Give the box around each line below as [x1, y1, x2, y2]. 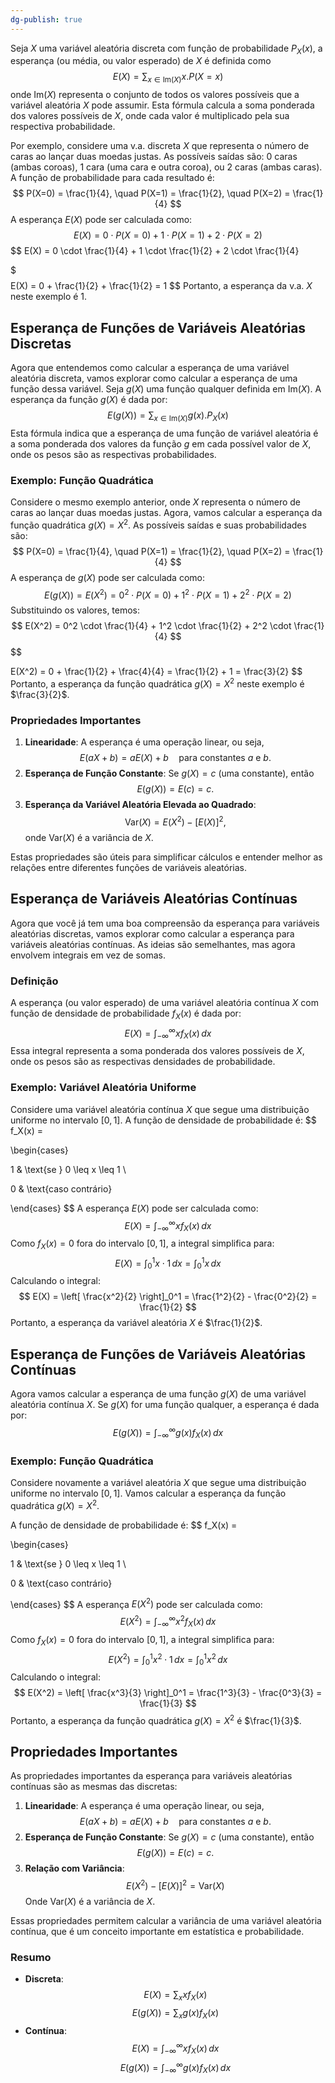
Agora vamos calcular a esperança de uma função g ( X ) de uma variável [10, 1388, 307, 1400]
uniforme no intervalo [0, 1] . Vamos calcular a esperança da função [10, 1487, 287, 1499]
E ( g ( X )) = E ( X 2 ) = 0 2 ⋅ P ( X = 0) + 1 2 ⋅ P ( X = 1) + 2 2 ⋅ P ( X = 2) [44, 587, 292, 601]
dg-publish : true [10, 14, 83, 25]
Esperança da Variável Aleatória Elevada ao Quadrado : [24, 799, 257, 811]
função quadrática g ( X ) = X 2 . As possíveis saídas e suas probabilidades [10, 517, 307, 531]
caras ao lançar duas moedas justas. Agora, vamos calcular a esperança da [10, 507, 323, 519]
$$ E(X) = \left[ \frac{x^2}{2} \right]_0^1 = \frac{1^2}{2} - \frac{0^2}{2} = [18, 1291, 318, 1303]
